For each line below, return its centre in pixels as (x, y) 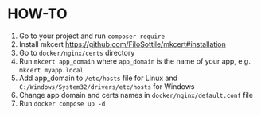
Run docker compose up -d (62, 103)
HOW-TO (38, 14)
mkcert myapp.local (51, 70)
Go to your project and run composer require (92, 36)
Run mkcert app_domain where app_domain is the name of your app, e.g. (135, 61)
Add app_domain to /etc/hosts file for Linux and (98, 78)
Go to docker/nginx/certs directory (77, 52)
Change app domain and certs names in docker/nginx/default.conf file (136, 95)
